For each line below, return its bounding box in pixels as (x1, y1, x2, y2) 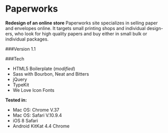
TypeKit (12, 82, 30, 88)
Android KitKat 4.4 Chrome (12, 123, 70, 129)
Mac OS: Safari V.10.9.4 (12, 112, 62, 118)
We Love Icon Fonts (12, 87, 55, 93)
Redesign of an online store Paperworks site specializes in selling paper (5, 20, 158, 26)
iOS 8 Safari (12, 117, 38, 123)
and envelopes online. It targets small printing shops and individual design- (5, 25, 163, 31)
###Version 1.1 (5, 46, 36, 52)
